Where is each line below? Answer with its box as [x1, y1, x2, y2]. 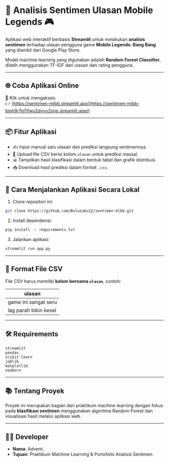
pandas [5, 350, 19, 355]
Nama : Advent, [12, 446, 44, 452]
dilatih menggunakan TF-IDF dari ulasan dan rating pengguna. [5, 62, 134, 68]
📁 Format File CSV [5, 265, 63, 273]
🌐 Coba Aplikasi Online [5, 82, 79, 90]
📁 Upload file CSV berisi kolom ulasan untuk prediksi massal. [12, 151, 139, 157]
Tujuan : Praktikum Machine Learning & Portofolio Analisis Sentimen [12, 451, 153, 457]
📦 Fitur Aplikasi [5, 128, 57, 136]
